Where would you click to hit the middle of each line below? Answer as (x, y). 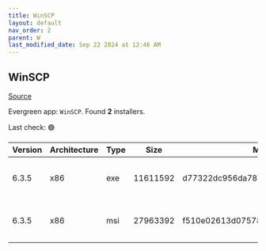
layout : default (35, 23)
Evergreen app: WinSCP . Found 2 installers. (77, 111)
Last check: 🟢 (32, 127)
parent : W (25, 38)
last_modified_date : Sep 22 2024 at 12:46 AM (84, 45)
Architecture (74, 150)
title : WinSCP (32, 15)
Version (27, 150)
